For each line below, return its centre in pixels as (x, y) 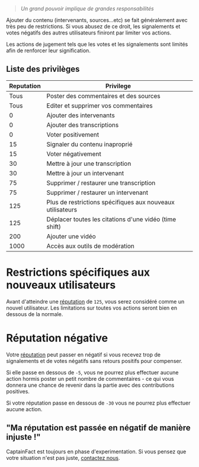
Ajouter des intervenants (81, 115)
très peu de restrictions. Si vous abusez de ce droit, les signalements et (93, 26)
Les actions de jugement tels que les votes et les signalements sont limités (97, 44)
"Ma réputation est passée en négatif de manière (98, 428)
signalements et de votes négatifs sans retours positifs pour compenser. (94, 361)
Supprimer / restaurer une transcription (101, 182)
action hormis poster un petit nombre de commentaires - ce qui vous (90, 378)
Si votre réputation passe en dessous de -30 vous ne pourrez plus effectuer (98, 403)
